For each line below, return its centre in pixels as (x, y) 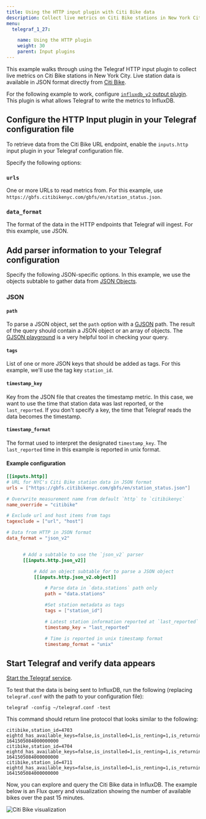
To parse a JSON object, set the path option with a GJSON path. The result (101, 324)
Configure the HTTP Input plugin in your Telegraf (101, 120)
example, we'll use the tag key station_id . (60, 370)
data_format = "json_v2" (38, 538)
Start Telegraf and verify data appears (81, 663)
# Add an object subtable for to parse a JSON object (104, 571)
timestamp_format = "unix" (79, 644)
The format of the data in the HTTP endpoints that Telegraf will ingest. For (100, 225)
